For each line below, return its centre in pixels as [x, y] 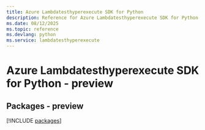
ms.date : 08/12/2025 [33, 23]
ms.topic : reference [33, 29]
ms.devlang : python [31, 35]
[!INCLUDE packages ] [34, 121]
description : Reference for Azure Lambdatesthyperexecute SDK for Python [102, 18]
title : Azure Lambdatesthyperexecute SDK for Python [75, 12]
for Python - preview [60, 84]
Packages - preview [45, 106]
